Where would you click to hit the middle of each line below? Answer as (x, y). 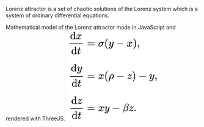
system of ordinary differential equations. (57, 15)
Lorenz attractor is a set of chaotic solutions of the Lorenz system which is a (102, 9)
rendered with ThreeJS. (35, 118)
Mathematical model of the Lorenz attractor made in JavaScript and (91, 27)
